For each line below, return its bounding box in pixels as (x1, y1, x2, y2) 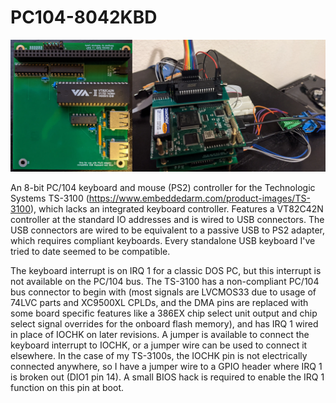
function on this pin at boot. (10, 381, 125, 393)
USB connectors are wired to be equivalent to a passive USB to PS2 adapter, (10, 224, 326, 236)
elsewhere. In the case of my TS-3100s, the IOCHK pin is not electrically (10, 349, 308, 361)
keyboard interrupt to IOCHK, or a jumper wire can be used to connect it (10, 339, 308, 351)
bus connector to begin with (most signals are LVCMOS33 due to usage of (10, 286, 317, 298)
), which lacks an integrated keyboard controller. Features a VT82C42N (30, 202, 324, 215)
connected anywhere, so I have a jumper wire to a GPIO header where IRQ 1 (10, 360, 323, 372)
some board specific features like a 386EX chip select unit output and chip (10, 307, 318, 319)
